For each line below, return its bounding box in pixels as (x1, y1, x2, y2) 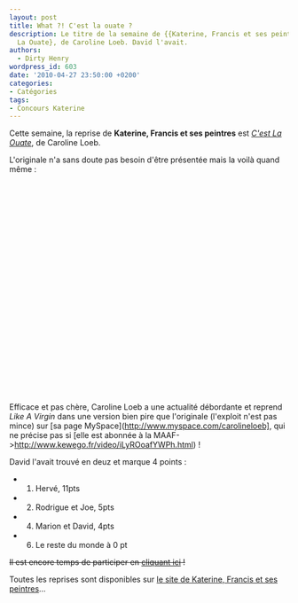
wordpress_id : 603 (9, 63, 77, 72)
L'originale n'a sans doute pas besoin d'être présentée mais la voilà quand (9, 154, 280, 165)
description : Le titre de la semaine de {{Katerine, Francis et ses (9, 29, 268, 38)
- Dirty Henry (17, 54, 69, 63)
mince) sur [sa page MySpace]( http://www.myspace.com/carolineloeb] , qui (9, 420, 286, 431)
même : (9, 164, 37, 175)
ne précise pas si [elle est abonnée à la (9, 430, 153, 441)
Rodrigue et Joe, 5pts (35, 502, 115, 513)
